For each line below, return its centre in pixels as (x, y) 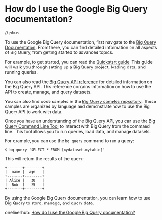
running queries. (21, 72)
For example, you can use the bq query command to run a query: (70, 141)
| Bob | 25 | (25, 185)
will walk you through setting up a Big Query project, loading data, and (75, 67)
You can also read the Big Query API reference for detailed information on (79, 82)
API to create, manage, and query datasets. (49, 92)
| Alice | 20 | (25, 180)
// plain (12, 33)
